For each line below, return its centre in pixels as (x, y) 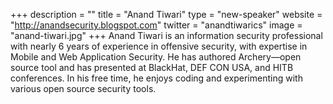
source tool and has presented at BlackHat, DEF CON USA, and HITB (152, 67)
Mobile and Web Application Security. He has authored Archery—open (156, 57)
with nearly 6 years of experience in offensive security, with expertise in (159, 46)
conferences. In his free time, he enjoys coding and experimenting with (156, 78)
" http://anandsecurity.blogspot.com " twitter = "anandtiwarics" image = (156, 25)
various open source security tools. (83, 88)
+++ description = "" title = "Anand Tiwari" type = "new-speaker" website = (166, 14)
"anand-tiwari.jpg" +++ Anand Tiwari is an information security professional (166, 35)
